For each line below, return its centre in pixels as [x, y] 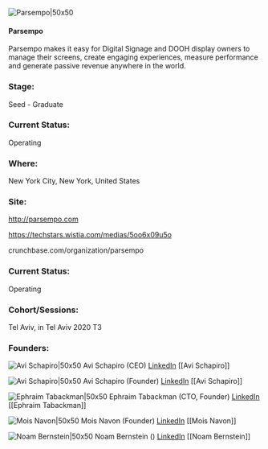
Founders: [29, 348]
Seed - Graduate [36, 104]
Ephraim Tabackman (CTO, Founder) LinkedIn [185, 397]
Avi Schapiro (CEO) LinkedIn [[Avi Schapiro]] [156, 365]
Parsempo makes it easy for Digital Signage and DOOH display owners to [129, 49]
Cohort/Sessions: [43, 310]
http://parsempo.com [43, 219]
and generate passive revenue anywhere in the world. [97, 66]
